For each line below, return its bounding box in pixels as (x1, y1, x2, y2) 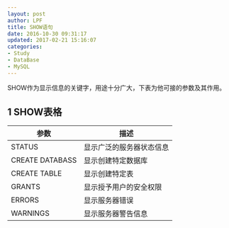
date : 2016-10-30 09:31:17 (7, 30, 87, 38)
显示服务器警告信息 (84, 209, 148, 219)
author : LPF (7, 17, 43, 24)
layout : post (7, 10, 46, 18)
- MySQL (7, 63, 30, 70)
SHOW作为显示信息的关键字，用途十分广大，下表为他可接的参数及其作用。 (7, 83, 225, 92)
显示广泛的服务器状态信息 (84, 142, 169, 152)
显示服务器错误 (84, 195, 134, 205)
